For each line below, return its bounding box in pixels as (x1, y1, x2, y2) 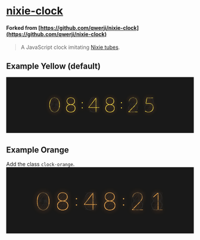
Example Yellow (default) (6, 61, 101, 71)
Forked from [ (6, 24, 40, 31)
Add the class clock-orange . (6, 161, 75, 168)
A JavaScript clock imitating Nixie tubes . (20, 43, 120, 51)
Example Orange (6, 145, 70, 155)
